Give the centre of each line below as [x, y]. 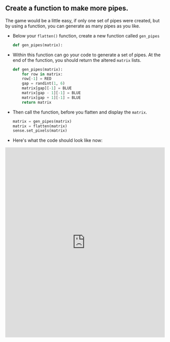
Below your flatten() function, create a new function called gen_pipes [86, 35]
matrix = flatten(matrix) [40, 126]
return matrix [37, 102]
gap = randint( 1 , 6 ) [44, 84]
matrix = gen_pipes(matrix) [42, 121]
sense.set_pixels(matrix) [40, 131]
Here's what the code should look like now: [57, 140]
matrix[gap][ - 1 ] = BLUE [47, 88]
